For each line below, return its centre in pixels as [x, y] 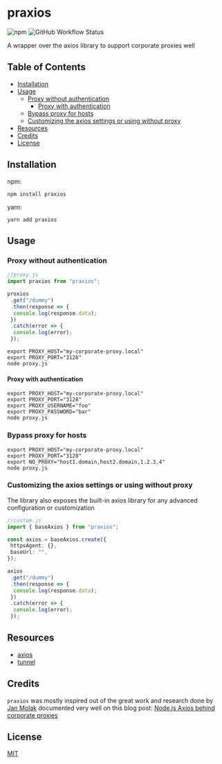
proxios [18, 294]
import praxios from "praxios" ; [54, 281]
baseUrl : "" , [29, 553]
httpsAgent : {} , [34, 546]
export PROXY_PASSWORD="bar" [49, 412]
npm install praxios [37, 194]
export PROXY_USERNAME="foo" [49, 406]
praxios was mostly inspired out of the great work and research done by [110, 700]
